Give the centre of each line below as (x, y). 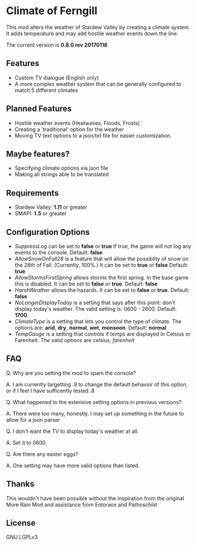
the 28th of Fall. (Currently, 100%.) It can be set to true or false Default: (101, 265)
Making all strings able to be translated (61, 175)
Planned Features (39, 109)
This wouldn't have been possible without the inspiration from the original (95, 498)
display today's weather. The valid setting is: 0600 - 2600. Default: (96, 309)
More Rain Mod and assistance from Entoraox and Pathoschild (81, 504)
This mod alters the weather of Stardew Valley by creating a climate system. (98, 27)
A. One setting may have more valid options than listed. (73, 465)
